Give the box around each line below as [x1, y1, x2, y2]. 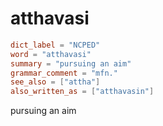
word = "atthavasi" [10, 49, 92, 59]
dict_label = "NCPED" [10, 40, 101, 50]
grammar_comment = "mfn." [10, 68, 118, 78]
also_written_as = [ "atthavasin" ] [10, 87, 155, 97]
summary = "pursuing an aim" [10, 58, 132, 69]
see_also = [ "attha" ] [10, 77, 101, 87]
